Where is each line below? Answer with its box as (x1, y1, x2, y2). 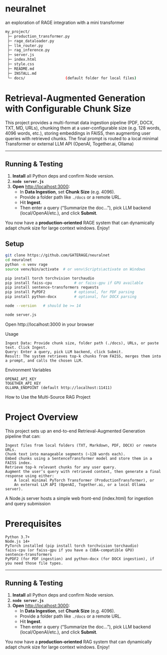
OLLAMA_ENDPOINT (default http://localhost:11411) (5, 385, 112, 390)
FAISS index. (5, 460, 32, 465)
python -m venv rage (5, 262, 48, 267)
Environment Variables (5, 367, 51, 373)
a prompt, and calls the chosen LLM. (5, 358, 83, 363)
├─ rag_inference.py (7, 48, 50, 53)
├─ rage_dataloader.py (7, 38, 55, 43)
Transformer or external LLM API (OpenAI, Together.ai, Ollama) (5, 141, 134, 147)
